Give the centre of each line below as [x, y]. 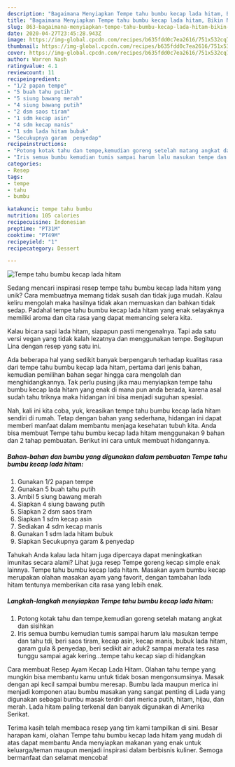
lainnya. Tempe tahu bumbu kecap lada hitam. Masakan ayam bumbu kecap [116, 570]
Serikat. [19, 714]
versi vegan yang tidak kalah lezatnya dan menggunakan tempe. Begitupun [115, 339]
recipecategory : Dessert [43, 248]
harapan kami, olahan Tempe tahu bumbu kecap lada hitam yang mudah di [115, 735]
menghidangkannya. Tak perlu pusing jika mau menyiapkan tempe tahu [110, 382]
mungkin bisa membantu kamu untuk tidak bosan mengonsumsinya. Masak [116, 677]
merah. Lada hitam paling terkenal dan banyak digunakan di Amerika [106, 707]
